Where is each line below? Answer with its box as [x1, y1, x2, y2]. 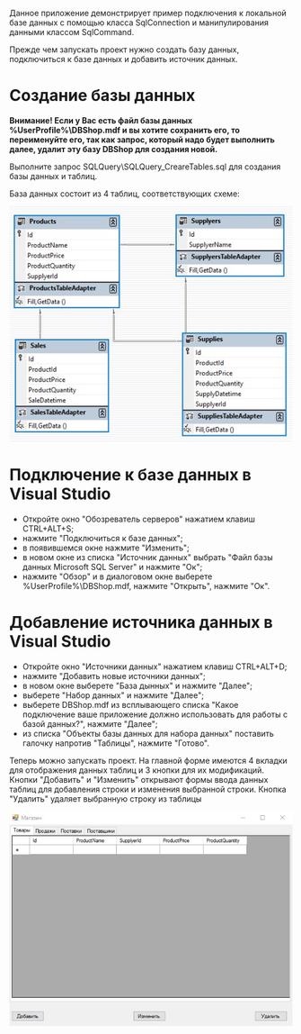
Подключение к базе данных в [9, 465, 252, 485]
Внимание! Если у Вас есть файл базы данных [9, 114, 193, 125]
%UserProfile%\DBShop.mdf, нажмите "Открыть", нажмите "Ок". [22, 581, 270, 592]
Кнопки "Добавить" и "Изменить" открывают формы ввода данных [9, 775, 269, 785]
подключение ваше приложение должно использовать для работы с [22, 709, 288, 720]
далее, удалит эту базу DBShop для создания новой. [9, 143, 218, 154]
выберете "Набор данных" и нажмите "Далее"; [22, 690, 205, 701]
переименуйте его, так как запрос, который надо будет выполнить [9, 134, 276, 145]
